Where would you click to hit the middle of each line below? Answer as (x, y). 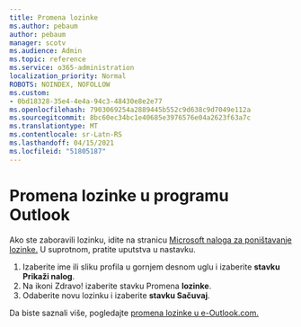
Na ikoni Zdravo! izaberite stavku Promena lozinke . (117, 286)
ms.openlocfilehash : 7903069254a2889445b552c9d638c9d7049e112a (130, 110)
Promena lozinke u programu (119, 195)
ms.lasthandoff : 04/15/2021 (62, 143)
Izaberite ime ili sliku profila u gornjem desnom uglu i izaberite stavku (151, 267)
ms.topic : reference (48, 59)
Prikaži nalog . (48, 276)
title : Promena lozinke (54, 18)
